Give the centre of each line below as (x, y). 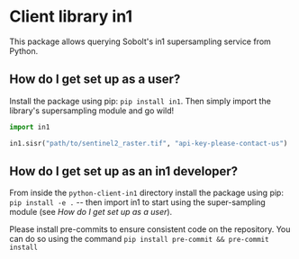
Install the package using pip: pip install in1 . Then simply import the (140, 101)
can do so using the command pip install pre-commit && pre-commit (139, 239)
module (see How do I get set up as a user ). (91, 212)
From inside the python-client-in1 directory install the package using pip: (146, 193)
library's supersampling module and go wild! (92, 111)
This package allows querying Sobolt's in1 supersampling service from (140, 41)
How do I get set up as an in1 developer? (124, 171)
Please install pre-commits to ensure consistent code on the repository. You (150, 229)
